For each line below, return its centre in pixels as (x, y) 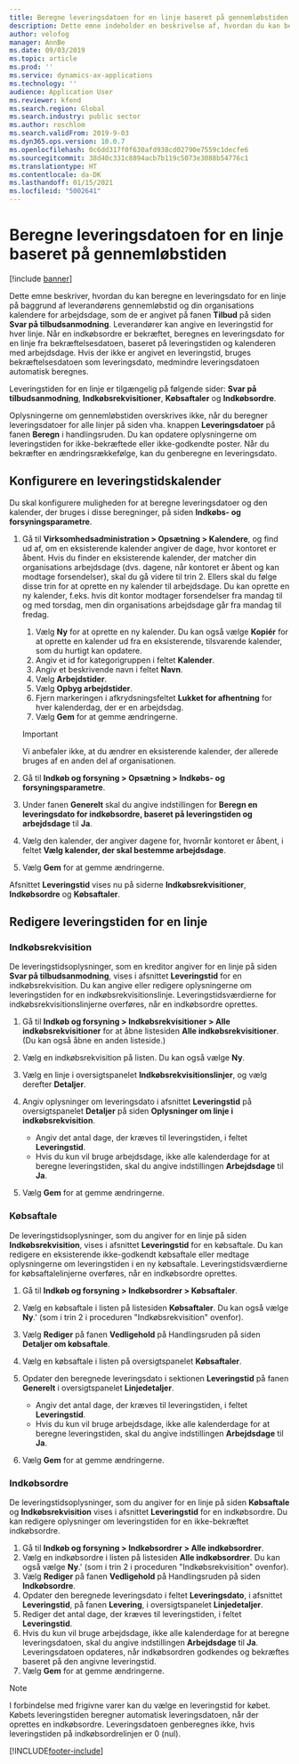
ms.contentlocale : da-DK (55, 174)
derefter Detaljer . (54, 1084)
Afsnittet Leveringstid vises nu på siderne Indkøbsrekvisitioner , (128, 884)
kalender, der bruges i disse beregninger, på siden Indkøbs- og (125, 511)
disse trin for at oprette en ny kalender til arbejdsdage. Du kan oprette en (156, 586)
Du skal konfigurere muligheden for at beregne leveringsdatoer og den (138, 503)
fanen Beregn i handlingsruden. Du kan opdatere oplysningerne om (133, 434)
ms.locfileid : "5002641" (55, 191)
